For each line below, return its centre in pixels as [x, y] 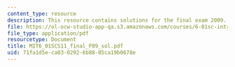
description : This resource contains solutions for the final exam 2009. [117, 20]
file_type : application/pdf [48, 33]
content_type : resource [42, 14]
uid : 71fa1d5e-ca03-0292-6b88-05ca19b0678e [72, 53]
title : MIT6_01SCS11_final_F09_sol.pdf [65, 46]
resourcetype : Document [42, 40]
